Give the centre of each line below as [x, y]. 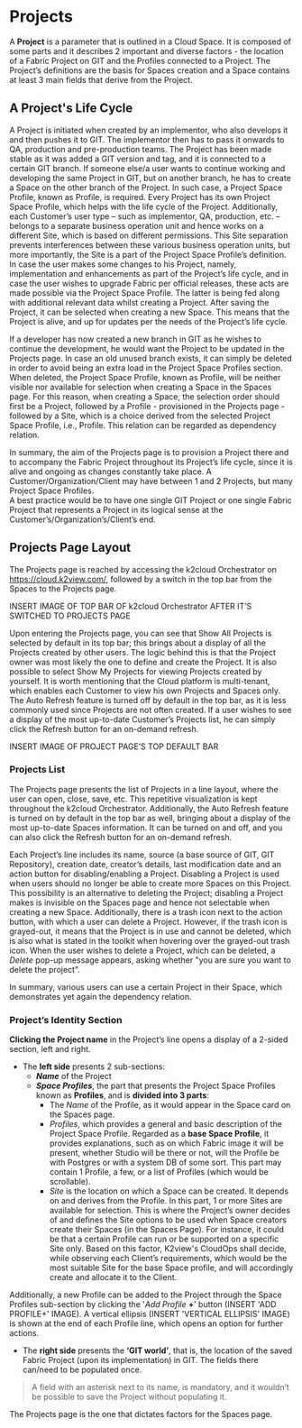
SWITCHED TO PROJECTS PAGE [70, 616]
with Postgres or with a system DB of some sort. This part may [165, 1163]
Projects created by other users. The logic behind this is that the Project [143, 652]
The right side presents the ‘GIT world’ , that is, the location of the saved [157, 1350]
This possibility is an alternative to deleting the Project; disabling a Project [146, 892]
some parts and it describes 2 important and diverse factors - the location [146, 50]
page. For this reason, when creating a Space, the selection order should [145, 396]
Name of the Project [74, 1076]
